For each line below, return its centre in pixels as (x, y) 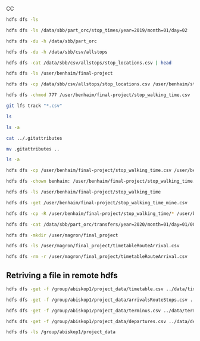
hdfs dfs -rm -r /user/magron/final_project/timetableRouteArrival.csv (97, 257)
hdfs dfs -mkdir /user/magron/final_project (62, 235)
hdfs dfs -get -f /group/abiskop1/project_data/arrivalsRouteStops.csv (97, 300)
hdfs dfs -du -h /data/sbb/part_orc (51, 41)
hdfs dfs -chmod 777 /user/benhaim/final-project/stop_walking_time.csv (98, 95)
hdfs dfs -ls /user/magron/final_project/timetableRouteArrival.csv (93, 246)
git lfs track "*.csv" (34, 106)
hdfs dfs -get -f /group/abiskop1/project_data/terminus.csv (84, 311)
